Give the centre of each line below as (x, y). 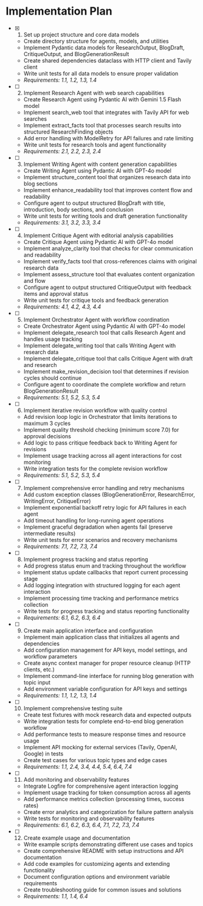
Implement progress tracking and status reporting (86, 559)
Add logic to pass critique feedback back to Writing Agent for (100, 443)
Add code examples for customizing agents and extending (97, 863)
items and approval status (56, 293)
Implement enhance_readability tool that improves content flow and (108, 190)
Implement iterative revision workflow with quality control (95, 410)
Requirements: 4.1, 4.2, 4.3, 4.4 (62, 307)
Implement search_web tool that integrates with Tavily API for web (106, 112)
